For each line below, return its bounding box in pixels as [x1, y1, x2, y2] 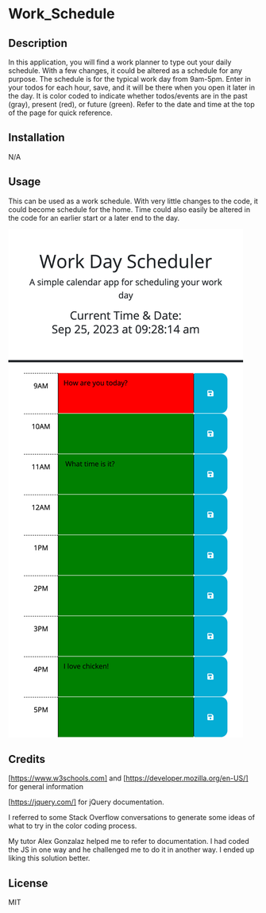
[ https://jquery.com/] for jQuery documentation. [8, 797, 164, 807]
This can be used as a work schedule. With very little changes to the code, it [8, 196, 258, 206]
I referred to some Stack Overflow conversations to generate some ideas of [8, 813, 256, 822]
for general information [8, 782, 84, 792]
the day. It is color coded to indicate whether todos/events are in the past [8, 91, 248, 100]
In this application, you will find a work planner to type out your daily [8, 57, 232, 67]
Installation [8, 131, 65, 144]
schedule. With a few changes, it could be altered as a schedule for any [8, 66, 242, 75]
